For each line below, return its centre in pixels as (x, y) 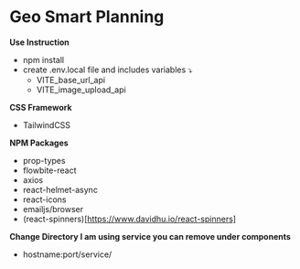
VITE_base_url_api (71, 80)
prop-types (44, 160)
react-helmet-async (60, 189)
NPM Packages (39, 143)
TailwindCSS (47, 124)
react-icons (44, 199)
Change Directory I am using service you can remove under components (150, 236)
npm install (43, 59)
